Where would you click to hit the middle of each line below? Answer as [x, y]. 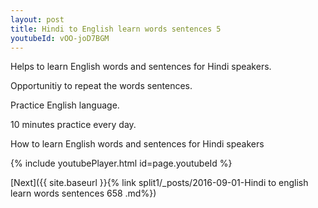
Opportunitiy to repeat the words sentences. [101, 86]
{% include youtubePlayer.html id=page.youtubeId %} [121, 163]
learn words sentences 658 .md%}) [83, 193]
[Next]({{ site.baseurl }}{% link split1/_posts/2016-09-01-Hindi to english [159, 183]
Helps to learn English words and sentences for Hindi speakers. [141, 67]
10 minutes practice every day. [73, 125]
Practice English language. [65, 105]
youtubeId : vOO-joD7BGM [60, 38]
